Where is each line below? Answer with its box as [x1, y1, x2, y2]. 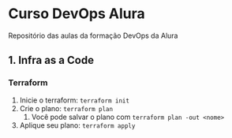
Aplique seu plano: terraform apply [19, 120, 136, 130]
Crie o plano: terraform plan [19, 103, 113, 113]
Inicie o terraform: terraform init [19, 95, 130, 105]
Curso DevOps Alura [8, 5, 145, 23]
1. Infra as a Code [8, 54, 95, 67]
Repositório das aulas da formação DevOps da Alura [8, 31, 178, 40]
